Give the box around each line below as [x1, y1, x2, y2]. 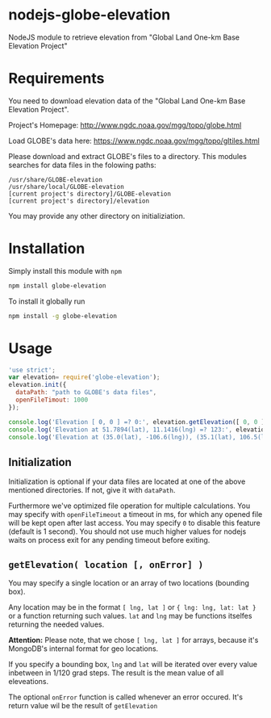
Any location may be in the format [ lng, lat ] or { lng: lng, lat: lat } [8, 603, 256, 611]
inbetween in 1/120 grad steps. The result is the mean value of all [8, 668, 224, 678]
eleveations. [8, 677, 49, 686]
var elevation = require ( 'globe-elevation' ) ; [8, 373, 161, 381]
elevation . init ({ [8, 381, 67, 389]
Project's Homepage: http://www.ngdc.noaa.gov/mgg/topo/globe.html [8, 120, 242, 130]
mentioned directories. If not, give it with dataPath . [8, 485, 176, 495]
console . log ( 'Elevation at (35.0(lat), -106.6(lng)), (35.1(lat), [8, 433, 236, 441]
